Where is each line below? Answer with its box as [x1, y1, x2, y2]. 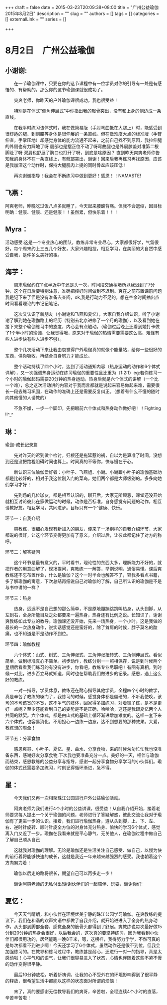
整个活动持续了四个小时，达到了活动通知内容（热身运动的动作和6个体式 [13, 364, 161, 370]
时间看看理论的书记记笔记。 [5, 301, 62, 307]
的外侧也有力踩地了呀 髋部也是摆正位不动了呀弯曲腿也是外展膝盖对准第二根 [5, 144, 159, 149]
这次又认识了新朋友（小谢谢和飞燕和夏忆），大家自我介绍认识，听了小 [13, 311, 156, 317]
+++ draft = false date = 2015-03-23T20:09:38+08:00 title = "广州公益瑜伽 [5, 4, 159, 10]
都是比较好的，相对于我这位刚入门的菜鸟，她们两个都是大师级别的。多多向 [5, 475, 158, 481]
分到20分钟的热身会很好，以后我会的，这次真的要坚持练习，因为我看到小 [5, 930, 155, 936]
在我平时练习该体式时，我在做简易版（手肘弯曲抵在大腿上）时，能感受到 [13, 125, 162, 131]
